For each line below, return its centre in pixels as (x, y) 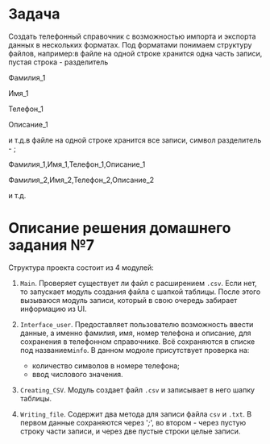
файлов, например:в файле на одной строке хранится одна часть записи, (135, 53)
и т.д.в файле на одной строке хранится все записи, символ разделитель (135, 140)
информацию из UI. (53, 309)
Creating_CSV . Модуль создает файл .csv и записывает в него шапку (137, 390)
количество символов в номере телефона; (106, 365)
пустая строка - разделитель (58, 62)
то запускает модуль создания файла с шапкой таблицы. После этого (140, 292)
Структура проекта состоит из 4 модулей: (81, 268)
